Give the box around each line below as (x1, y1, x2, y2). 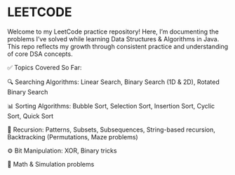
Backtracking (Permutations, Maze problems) (7, 132, 138, 141)
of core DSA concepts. (7, 50, 73, 58)
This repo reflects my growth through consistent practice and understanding (7, 42, 229, 50)
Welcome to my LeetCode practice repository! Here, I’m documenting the (7, 27, 219, 36)
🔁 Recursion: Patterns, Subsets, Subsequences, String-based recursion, (7, 125, 216, 134)
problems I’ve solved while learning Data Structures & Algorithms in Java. (7, 34, 220, 43)
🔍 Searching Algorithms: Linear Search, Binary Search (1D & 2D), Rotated (7, 78, 220, 86)
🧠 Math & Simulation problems (7, 160, 95, 168)
